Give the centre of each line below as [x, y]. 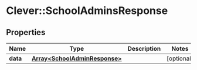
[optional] [180, 58]
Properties [26, 32]
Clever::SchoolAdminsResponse [87, 11]
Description [144, 49]
